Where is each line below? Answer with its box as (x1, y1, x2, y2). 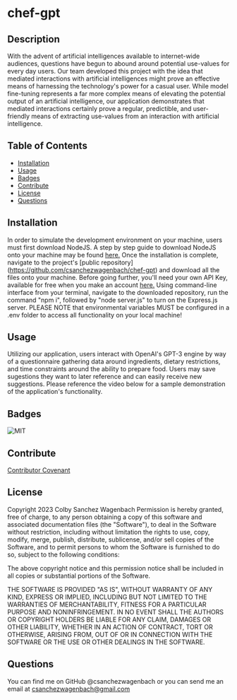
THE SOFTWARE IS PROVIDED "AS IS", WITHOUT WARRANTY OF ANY (7, 585, 213, 593)
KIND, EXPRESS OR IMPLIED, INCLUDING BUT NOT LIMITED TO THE (7, 593, 207, 601)
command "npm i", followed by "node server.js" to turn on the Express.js (7, 296, 218, 304)
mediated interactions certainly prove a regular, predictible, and (7, 105, 192, 112)
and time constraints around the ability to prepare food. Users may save (7, 365, 217, 373)
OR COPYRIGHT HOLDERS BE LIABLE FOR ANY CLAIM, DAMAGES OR (7, 615, 212, 624)
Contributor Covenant (7, 466, 71, 474)
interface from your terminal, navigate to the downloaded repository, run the (7, 288, 229, 296)
